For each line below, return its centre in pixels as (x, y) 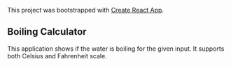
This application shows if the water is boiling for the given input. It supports (116, 49)
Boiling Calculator (47, 32)
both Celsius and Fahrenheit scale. (57, 56)
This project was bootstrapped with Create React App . (86, 10)
